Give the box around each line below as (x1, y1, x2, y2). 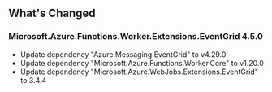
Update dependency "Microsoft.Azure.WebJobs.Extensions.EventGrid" (19, 67, 258, 77)
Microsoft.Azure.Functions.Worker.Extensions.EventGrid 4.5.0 (8, 31, 264, 42)
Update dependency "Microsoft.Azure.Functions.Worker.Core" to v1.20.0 (19, 58, 264, 68)
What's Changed (8, 7, 96, 20)
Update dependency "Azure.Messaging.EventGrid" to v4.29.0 (19, 49, 227, 59)
